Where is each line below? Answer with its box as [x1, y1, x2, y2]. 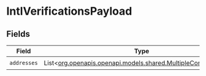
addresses [9, 59, 38, 66]
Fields [6, 29, 31, 39]
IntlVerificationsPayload [6, 4, 132, 18]
